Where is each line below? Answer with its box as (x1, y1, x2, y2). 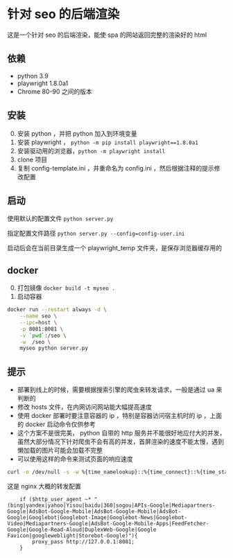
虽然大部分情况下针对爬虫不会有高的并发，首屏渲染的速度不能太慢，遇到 (17, 437, 224, 446)
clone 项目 (17, 155, 47, 164)
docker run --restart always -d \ (7, 306, 107, 313)
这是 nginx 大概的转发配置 (7, 482, 82, 490)
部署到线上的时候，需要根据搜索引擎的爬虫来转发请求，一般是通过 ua (17, 385, 215, 394)
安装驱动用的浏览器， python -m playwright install (17, 146, 166, 155)
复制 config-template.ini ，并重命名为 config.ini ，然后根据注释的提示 (17, 164, 215, 172)
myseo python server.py (19, 345, 89, 352)
